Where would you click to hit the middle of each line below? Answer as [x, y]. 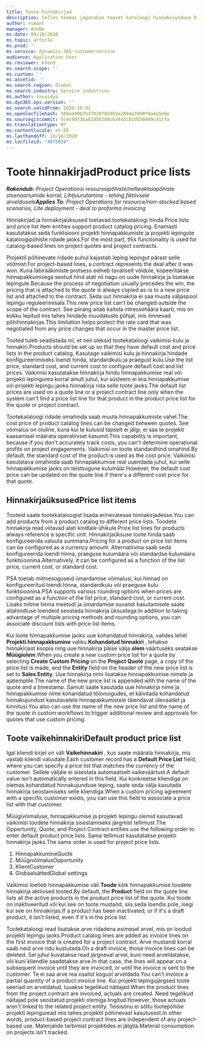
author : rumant [25, 23]
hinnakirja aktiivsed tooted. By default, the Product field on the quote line [97, 891]
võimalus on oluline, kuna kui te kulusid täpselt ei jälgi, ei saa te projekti [95, 430]
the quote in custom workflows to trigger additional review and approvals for [102, 713]
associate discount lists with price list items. [61, 623]
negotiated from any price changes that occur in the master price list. [93, 328]
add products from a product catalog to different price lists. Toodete [92, 521]
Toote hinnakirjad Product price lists [99, 172]
